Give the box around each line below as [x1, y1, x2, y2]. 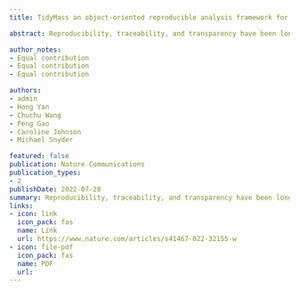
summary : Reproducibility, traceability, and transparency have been [9, 193, 273, 202]
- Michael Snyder [9, 135, 74, 145]
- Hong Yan [9, 102, 50, 111]
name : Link [17, 226, 58, 236]
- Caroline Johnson [9, 127, 82, 136]
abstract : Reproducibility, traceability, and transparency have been [9, 28, 277, 38]
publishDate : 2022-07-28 [9, 184, 101, 194]
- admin [9, 94, 38, 103]
